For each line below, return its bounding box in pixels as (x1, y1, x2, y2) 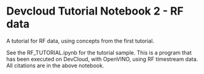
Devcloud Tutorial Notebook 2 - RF (6, 4, 184, 18)
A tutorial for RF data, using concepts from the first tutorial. (6, 37, 155, 44)
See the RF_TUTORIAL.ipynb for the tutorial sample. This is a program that (6, 49, 192, 56)
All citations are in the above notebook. (6, 62, 105, 69)
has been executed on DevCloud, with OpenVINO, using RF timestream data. (6, 55, 199, 62)
